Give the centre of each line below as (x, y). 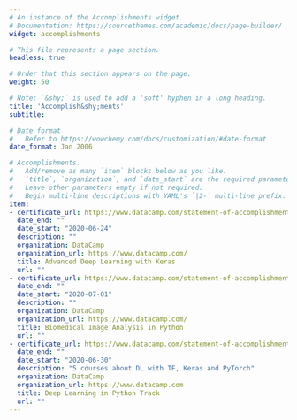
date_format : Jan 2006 (51, 147)
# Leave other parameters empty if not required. (106, 187)
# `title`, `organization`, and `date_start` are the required (132, 179)
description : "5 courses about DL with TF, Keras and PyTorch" (136, 369)
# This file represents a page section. (85, 50)
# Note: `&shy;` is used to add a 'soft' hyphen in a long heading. (138, 98)
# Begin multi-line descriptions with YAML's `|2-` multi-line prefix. (148, 195)
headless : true (37, 58)
